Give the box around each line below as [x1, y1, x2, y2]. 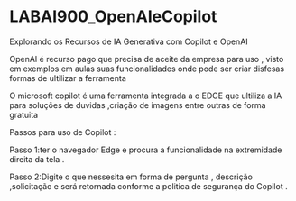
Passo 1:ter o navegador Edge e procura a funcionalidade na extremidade [9, 144, 282, 155]
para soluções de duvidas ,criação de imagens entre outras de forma [9, 99, 266, 110]
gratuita [9, 109, 39, 120]
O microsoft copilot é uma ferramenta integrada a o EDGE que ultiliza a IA [9, 90, 282, 101]
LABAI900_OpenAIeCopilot [9, 6, 217, 27]
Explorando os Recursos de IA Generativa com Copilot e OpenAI [9, 36, 248, 47]
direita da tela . [9, 153, 65, 164]
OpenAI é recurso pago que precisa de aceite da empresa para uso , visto [9, 53, 284, 64]
